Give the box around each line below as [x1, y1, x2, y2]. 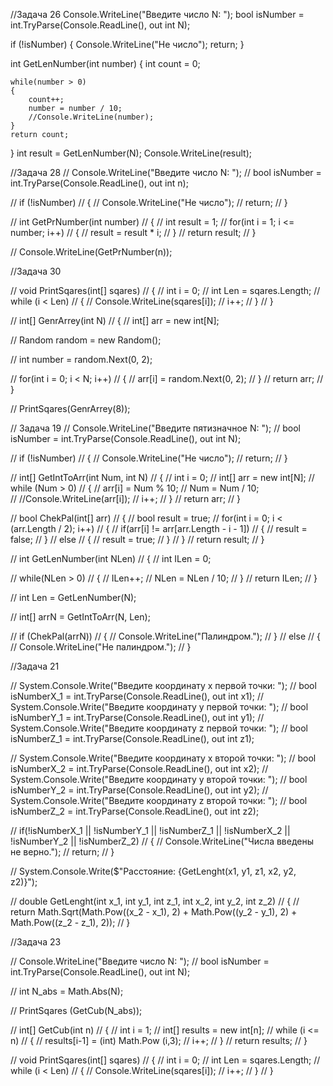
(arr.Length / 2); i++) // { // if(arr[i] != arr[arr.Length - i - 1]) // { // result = [10, 523, 308, 534]
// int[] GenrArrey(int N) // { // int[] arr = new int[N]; [10, 315, 220, 326]
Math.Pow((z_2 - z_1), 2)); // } [10, 917, 131, 928]
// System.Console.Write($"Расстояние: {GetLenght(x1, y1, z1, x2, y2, [10, 865, 297, 877]
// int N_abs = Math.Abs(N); [10, 985, 124, 997]
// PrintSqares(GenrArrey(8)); [10, 403, 131, 414]
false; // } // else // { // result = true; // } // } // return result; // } [10, 534, 265, 545]
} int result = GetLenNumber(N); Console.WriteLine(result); [10, 147, 253, 159]
